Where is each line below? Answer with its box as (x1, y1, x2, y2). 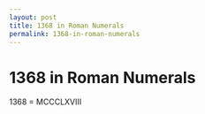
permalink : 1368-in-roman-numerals (9, 29, 140, 38)
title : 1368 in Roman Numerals (9, 21, 125, 30)
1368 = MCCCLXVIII (9, 96, 82, 107)
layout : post (9, 12, 57, 22)
